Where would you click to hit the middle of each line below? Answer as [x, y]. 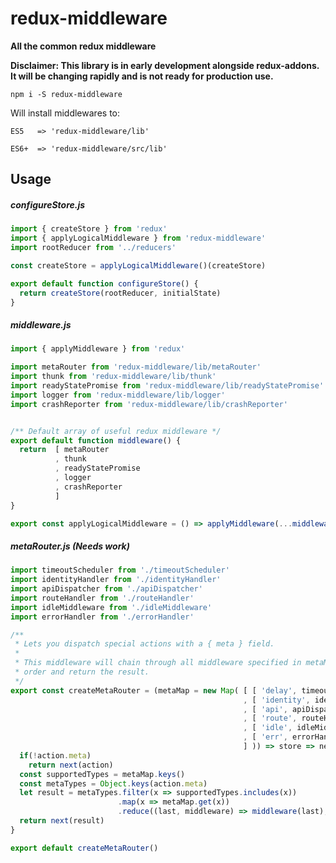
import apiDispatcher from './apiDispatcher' [106, 589]
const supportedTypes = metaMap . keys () [102, 774]
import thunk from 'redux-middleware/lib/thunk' [113, 377]
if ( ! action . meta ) [55, 755]
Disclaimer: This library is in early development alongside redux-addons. [165, 65]
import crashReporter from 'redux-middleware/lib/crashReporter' [149, 404]
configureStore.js [48, 204]
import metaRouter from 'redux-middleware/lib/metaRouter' [136, 367]
